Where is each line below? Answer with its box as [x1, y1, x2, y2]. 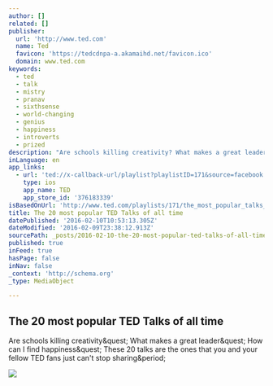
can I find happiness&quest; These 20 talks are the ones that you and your [8, 344, 258, 354]
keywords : [8, 65, 42, 73]
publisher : [8, 27, 45, 35]
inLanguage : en [8, 156, 60, 164]
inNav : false [8, 261, 53, 270]
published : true [8, 239, 63, 248]
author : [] [8, 11, 45, 20]
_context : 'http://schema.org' [8, 270, 115, 278]
